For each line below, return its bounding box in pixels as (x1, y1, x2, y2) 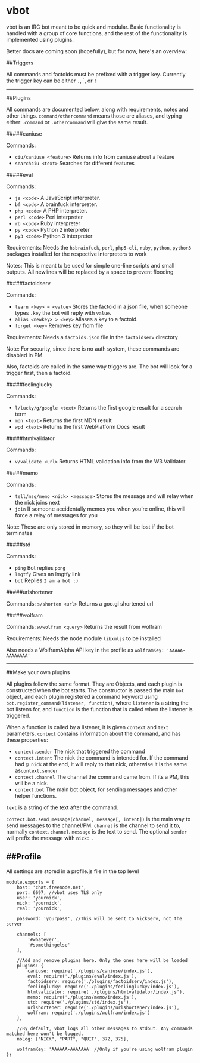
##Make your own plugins (6, 668, 70, 675)
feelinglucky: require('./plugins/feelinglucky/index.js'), (27, 984, 180, 990)
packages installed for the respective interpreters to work (6, 250, 147, 257)
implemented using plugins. (6, 36, 74, 43)
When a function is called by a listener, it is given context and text (6, 723, 169, 730)
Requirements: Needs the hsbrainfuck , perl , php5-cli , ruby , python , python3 (6, 244, 192, 251)
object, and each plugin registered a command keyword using (6, 693, 158, 700)
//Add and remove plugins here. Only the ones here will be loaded (17, 957, 187, 963)
